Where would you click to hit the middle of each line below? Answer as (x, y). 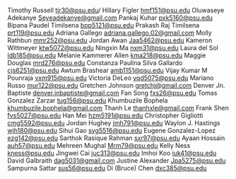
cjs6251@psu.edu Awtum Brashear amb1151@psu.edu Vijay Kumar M (107, 70)
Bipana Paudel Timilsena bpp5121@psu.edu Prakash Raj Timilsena (104, 25)
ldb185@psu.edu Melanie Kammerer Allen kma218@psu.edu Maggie (107, 55)
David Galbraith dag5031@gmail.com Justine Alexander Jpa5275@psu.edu (117, 161)
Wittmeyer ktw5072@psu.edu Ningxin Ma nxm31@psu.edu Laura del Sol (113, 48)
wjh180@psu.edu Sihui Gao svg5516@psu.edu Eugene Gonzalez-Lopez (112, 131)
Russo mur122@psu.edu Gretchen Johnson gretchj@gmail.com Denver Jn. (116, 85)
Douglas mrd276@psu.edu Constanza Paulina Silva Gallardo (95, 63)
